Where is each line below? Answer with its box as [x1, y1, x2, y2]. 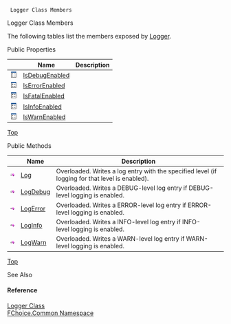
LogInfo [20, 222, 43, 230]
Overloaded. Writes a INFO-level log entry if [56, 217, 181, 226]
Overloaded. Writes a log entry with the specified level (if [56, 167, 217, 175]
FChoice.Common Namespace [7, 309, 94, 317]
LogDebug [20, 187, 50, 195]
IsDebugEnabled [23, 71, 70, 79]
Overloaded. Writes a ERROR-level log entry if [56, 201, 187, 209]
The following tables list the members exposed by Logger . [7, 32, 172, 40]
